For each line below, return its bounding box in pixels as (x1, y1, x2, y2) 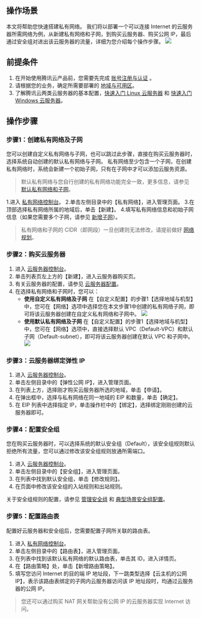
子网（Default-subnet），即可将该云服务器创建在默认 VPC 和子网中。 (23, 332, 194, 340)
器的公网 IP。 (14, 585, 48, 592)
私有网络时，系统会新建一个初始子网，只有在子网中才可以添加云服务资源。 (6, 165, 190, 173)
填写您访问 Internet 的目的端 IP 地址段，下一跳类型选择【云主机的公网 (14, 570, 187, 577)
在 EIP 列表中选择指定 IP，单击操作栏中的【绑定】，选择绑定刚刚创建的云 (14, 401, 193, 408)
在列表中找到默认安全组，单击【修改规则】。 (14, 476, 123, 483)
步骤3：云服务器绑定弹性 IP (6, 356, 85, 365)
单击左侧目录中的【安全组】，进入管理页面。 (14, 468, 123, 475)
